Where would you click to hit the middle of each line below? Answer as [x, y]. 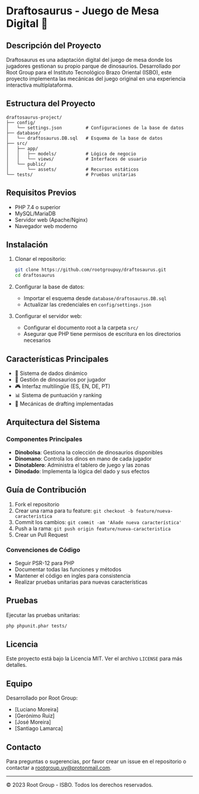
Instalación [27, 245]
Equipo [19, 684]
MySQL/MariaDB [35, 213]
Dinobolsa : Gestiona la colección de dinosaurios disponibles [89, 452]
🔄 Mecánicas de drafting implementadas [64, 404]
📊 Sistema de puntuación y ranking [58, 395]
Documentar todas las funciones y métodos [68, 569]
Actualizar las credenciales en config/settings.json [88, 305]
